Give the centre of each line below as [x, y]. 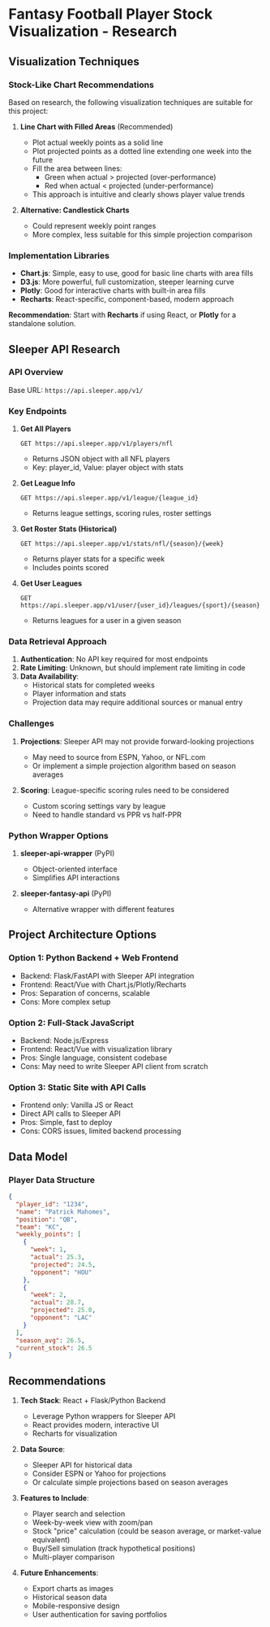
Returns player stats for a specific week [99, 559]
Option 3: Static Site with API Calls [77, 1087]
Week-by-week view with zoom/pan [92, 1523]
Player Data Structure [52, 1180]
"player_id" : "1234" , [52, 1204]
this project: [28, 111]
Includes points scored [71, 568]
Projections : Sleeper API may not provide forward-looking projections [137, 741]
